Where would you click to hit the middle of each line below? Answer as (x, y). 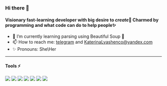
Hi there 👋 (17, 8)
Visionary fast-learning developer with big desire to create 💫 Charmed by (82, 20)
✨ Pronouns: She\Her (34, 49)
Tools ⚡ (13, 66)
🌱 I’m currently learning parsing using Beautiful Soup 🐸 (68, 36)
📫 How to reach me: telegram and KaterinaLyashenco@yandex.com (83, 42)
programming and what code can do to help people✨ (61, 25)
